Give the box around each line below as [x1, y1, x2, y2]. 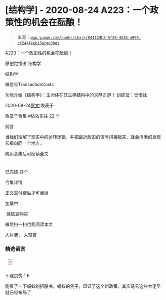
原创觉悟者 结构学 [5, 60, 41, 66]
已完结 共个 [5, 169, 28, 175]
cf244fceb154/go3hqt [17, 41, 60, 45]
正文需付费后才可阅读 [5, 190, 48, 196]
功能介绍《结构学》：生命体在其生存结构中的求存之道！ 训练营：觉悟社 [5, 92, 147, 98]
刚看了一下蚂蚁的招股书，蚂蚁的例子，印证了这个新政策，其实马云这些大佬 [5, 283, 157, 289]
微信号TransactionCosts [5, 81, 54, 87]
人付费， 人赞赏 [5, 232, 37, 238]
